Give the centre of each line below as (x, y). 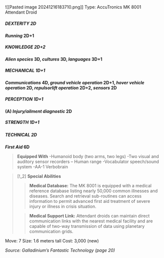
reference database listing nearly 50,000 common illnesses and (94, 191)
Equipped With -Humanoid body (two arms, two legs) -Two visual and (88, 157)
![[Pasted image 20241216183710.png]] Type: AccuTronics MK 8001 (73, 7)
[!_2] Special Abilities (39, 176)
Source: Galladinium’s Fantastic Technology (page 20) (60, 250)
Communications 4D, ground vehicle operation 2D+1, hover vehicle (75, 82)
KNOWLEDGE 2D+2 (25, 47)
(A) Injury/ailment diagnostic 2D (38, 111)
